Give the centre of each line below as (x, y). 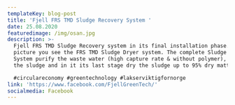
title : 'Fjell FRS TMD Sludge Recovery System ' (79, 20)
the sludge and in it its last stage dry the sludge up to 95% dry (114, 65)
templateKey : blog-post (42, 14)
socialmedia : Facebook (40, 91)
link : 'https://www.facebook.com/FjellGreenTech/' (83, 84)
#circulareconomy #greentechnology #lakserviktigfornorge (100, 78)
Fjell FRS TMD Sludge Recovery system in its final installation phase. (122, 46)
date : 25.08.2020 (33, 26)
